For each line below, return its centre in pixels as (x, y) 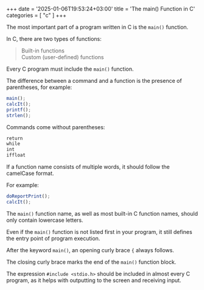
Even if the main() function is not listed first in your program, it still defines (100, 232)
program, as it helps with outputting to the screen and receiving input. (94, 280)
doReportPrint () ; (28, 196)
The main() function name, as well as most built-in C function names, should (102, 213)
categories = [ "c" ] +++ (37, 15)
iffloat (16, 155)
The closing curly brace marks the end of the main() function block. (91, 262)
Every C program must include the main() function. (70, 69)
